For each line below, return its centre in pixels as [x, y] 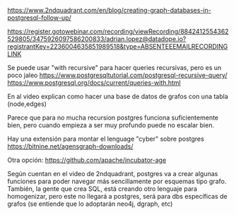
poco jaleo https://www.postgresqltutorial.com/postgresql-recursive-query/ [117, 75]
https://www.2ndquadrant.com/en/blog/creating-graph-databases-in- [110, 10]
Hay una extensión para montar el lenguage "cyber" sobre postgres [106, 139]
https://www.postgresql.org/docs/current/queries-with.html [94, 83]
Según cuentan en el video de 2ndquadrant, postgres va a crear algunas [113, 174]
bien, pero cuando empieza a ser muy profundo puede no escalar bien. [111, 125]
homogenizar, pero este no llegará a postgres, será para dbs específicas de [117, 196]
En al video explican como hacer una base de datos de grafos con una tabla [118, 96]
